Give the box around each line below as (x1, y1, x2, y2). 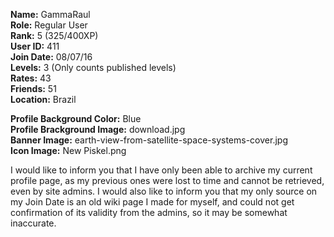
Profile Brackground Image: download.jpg (10, 124, 186, 135)
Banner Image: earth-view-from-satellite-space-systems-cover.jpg (10, 134, 288, 146)
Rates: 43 (10, 72, 52, 84)
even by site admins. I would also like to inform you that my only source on (10, 185, 318, 197)
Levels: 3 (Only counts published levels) (10, 62, 177, 73)
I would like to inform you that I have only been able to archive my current (10, 164, 313, 176)
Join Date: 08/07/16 (10, 51, 93, 63)
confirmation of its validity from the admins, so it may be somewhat (10, 207, 288, 218)
